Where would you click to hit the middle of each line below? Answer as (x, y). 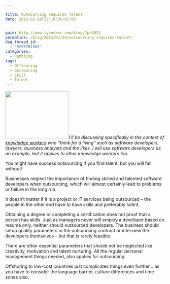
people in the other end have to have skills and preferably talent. (73, 205)
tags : (11, 61)
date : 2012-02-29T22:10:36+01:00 (41, 19)
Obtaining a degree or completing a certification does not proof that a (78, 215)
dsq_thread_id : (21, 42)
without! (14, 169)
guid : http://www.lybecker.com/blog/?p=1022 (53, 33)
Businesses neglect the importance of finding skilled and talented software (83, 179)
